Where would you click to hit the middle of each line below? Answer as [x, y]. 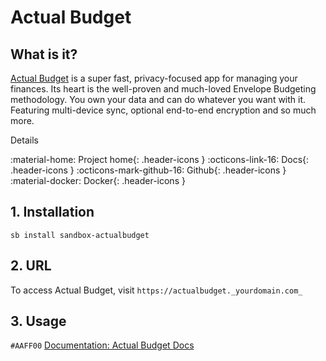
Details [24, 140]
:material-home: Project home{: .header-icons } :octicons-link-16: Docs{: [160, 159]
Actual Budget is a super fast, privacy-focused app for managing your [154, 78]
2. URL [31, 266]
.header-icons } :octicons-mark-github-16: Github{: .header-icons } [148, 170]
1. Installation [52, 212]
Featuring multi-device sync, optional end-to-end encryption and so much [163, 110]
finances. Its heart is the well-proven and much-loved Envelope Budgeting [163, 89]
